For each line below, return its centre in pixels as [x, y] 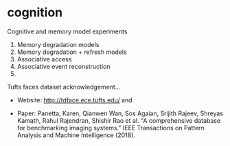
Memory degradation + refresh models [72, 52]
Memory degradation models [58, 44]
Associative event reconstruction [64, 66]
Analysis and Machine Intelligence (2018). [76, 135]
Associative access [44, 59]
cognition [35, 13]
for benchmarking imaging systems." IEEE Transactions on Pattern [111, 128]
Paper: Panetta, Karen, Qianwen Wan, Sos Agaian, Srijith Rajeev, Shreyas [120, 113]
